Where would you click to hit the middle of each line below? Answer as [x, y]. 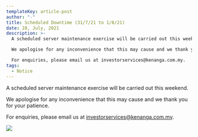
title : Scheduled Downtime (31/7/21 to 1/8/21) [66, 22]
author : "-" [21, 17]
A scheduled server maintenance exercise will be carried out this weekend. [97, 88]
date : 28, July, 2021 [33, 28]
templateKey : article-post [39, 11]
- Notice [22, 71]
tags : [13, 65]
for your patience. [28, 105]
